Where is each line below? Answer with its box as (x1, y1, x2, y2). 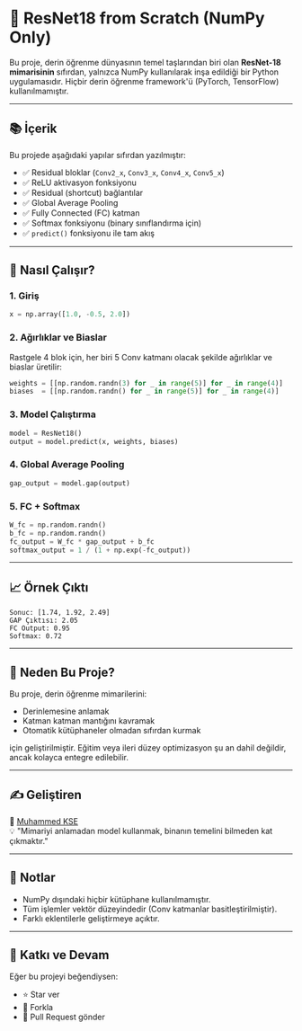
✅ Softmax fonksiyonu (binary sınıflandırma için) (22, 218, 202, 228)
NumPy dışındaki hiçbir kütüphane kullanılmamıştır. (22, 893, 211, 904)
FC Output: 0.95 (9, 624, 70, 633)
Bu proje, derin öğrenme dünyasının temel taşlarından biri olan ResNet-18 (9, 57, 281, 67)
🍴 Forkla (22, 1002, 54, 1013)
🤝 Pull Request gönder (22, 1011, 106, 1023)
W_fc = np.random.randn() (9, 520, 106, 529)
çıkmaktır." (9, 835, 49, 846)
